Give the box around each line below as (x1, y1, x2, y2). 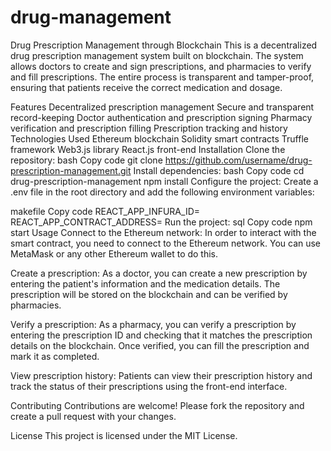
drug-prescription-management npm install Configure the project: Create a (10, 175, 319, 187)
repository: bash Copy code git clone (10, 154, 163, 166)
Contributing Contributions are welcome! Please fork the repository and (10, 399, 305, 411)
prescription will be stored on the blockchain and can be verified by (10, 288, 288, 300)
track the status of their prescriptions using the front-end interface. (10, 380, 288, 392)
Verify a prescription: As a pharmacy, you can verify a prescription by (10, 318, 297, 330)
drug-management (10, 6, 172, 29)
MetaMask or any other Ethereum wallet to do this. (10, 247, 219, 260)
